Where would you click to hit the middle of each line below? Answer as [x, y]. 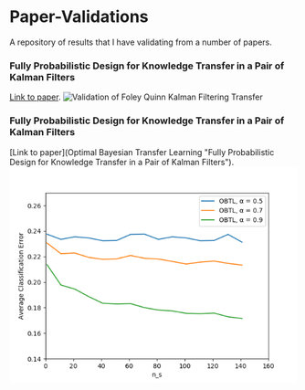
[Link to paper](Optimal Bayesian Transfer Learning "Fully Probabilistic [142, 152]
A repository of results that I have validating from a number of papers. [141, 42]
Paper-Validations [79, 17]
